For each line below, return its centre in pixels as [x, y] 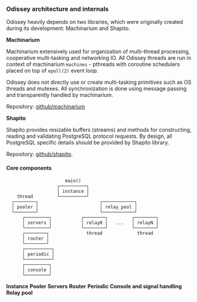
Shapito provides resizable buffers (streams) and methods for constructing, [99, 130]
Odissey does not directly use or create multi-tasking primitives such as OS [99, 82]
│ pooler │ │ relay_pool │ [74, 207]
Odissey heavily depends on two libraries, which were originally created [95, 22]
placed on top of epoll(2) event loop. [52, 71]
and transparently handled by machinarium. [60, 95]
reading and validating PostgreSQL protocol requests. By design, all [89, 136]
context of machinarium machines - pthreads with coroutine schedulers [93, 64]
